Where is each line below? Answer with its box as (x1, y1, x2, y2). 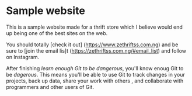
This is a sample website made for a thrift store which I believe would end (6, 23, 183, 30)
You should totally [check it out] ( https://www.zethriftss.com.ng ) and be (6, 41, 179, 48)
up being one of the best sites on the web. (6, 29, 108, 36)
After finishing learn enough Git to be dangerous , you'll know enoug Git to (6, 64, 184, 71)
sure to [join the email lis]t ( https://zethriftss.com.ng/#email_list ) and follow (6, 47, 187, 54)
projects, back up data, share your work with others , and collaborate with (6, 77, 184, 84)
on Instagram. (6, 53, 40, 60)
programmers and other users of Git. (6, 83, 95, 90)
